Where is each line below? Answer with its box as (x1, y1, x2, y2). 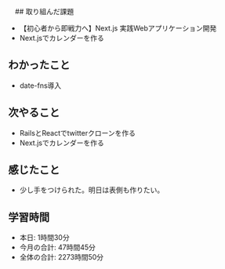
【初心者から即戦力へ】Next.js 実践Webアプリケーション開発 (19, 24, 217, 33)
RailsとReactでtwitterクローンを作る (19, 128, 136, 137)
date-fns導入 (19, 81, 62, 90)
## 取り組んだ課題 (14, 7, 74, 16)
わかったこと (8, 58, 71, 72)
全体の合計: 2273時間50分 (19, 253, 104, 262)
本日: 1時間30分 (19, 233, 70, 242)
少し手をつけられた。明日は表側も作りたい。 (19, 185, 165, 194)
